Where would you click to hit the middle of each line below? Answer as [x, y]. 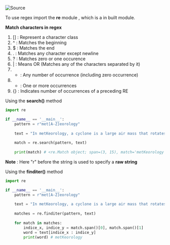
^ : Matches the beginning [39, 43]
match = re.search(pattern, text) [51, 143]
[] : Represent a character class [45, 37]
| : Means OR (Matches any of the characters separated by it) [76, 64]
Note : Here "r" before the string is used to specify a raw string [71, 161]
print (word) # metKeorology [53, 237]
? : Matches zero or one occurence [49, 59]
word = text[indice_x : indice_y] [60, 232]
